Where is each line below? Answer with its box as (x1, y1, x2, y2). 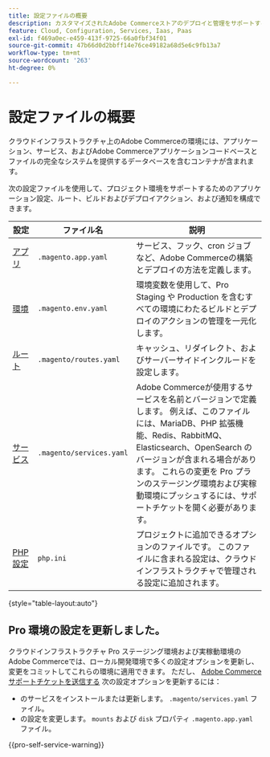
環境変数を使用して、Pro (136, 279, 229, 290)
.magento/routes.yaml (37, 355, 121, 364)
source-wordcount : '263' (8, 57, 92, 65)
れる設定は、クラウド (176, 553, 257, 564)
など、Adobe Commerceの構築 (136, 252, 253, 263)
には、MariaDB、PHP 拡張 (136, 417, 235, 429)
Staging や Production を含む (136, 291, 245, 302)
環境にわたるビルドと (159, 303, 241, 314)
